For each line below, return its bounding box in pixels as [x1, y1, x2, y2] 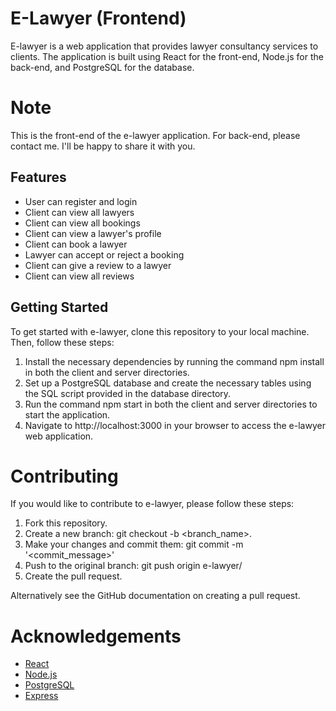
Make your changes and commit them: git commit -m [24, 538, 244, 551]
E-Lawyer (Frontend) [10, 7, 187, 30]
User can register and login [24, 195, 138, 207]
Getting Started [10, 299, 109, 316]
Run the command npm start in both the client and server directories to [24, 398, 318, 410]
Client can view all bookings [24, 217, 141, 229]
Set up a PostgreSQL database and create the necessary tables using [24, 377, 312, 389]
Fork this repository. [24, 517, 108, 529]
